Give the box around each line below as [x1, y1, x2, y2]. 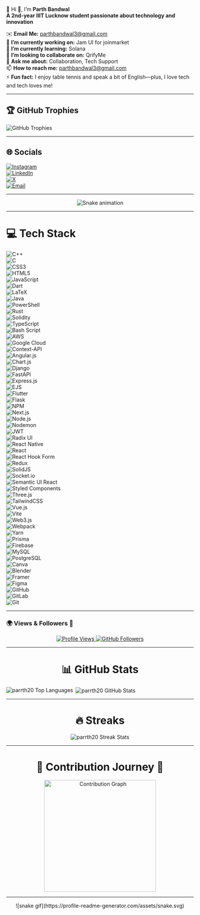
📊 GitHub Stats [61, 663, 139, 676]
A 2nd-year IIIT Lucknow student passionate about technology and [6, 12, 176, 19]
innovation [6, 18, 34, 25]
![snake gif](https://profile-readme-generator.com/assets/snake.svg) [15, 902, 185, 910]
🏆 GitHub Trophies [6, 105, 79, 116]
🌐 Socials [6, 147, 43, 157]
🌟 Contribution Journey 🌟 [36, 760, 164, 774]
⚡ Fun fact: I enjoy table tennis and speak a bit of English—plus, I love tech [6, 73, 190, 80]
